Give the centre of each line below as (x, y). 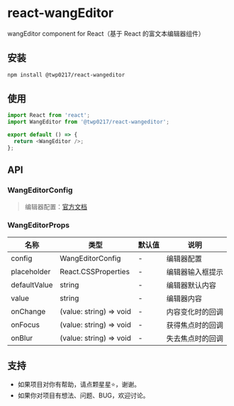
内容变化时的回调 (195, 312)
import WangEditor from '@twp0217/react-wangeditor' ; (89, 122)
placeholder (31, 271)
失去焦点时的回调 (195, 338)
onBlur (22, 338)
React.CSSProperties (95, 271)
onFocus (26, 325)
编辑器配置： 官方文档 (56, 206)
